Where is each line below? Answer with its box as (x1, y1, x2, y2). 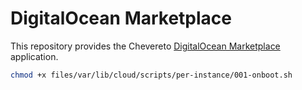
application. (10, 50, 59, 62)
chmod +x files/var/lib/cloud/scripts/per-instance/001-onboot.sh (10, 70, 293, 80)
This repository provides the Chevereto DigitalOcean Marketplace (10, 40, 281, 52)
